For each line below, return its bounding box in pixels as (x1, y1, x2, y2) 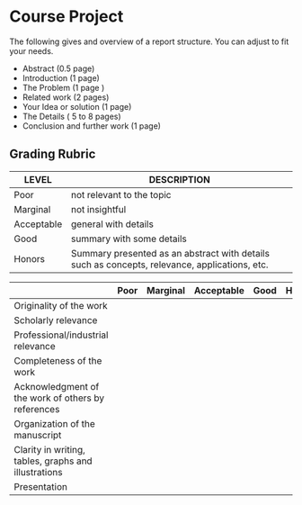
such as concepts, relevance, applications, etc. (70, 258, 269, 271)
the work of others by (13, 392, 105, 404)
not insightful (70, 203, 127, 215)
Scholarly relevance (13, 313, 98, 326)
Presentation (13, 480, 67, 492)
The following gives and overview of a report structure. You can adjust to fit (9, 36, 289, 47)
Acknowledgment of (13, 380, 100, 392)
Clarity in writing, (13, 443, 85, 455)
